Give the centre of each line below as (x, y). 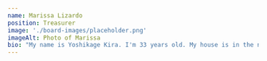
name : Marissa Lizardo (45, 15)
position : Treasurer (42, 23)
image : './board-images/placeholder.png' (77, 30)
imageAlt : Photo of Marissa (54, 38)
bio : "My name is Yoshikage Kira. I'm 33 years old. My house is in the (131, 45)
